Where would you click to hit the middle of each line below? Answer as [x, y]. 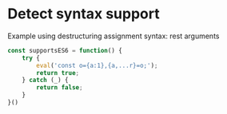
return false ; [60, 88]
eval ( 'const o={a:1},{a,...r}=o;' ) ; [97, 65]
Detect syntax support [84, 14]
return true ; [58, 73]
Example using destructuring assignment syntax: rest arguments [113, 36]
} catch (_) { [45, 81]
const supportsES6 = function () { [65, 50]
